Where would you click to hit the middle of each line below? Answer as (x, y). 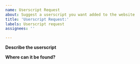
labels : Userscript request (35, 24)
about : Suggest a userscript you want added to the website (70, 15)
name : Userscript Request (32, 10)
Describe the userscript (31, 47)
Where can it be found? (30, 57)
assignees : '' (20, 29)
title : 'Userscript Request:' (37, 19)
